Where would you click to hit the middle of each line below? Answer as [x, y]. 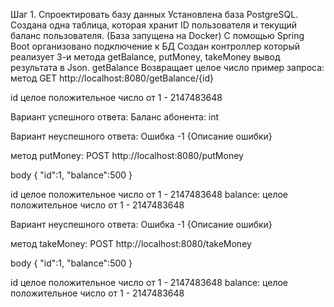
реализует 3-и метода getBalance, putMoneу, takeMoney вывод [145, 57]
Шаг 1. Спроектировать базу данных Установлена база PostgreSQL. [154, 14]
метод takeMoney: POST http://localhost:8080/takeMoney [131, 243]
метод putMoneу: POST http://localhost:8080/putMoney [127, 155]
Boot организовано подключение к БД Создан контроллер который [155, 46]
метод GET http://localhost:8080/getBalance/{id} [112, 78]
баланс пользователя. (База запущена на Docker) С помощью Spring [157, 35]
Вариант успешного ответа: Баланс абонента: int [115, 117]
